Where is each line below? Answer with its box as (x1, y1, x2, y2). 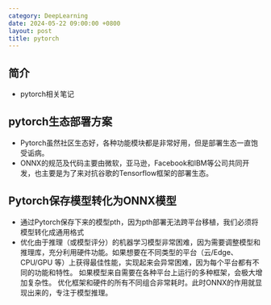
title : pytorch (8, 34, 60, 43)
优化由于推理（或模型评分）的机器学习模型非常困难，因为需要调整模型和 (19, 237, 261, 247)
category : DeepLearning (8, 11, 89, 20)
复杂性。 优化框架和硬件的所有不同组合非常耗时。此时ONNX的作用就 (27, 278, 256, 287)
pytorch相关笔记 (19, 90, 75, 99)
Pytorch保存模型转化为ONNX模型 (8, 194, 177, 208)
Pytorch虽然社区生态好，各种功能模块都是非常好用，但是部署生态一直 (19, 138, 252, 148)
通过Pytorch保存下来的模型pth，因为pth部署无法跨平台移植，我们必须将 (19, 217, 259, 227)
